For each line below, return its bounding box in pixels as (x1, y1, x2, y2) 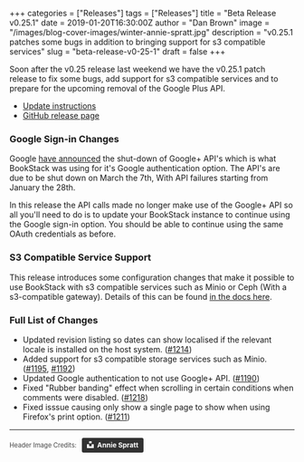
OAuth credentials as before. (9, 228, 117, 239)
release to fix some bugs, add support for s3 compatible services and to (9, 73, 279, 84)
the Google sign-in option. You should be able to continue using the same (9, 219, 283, 230)
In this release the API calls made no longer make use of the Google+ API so (9, 199, 294, 211)
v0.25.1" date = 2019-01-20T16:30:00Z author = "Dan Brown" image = (9, 17, 270, 28)
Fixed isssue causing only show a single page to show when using (22, 401, 271, 412)
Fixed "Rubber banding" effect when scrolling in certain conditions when (22, 382, 294, 393)
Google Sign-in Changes (9, 132, 119, 145)
